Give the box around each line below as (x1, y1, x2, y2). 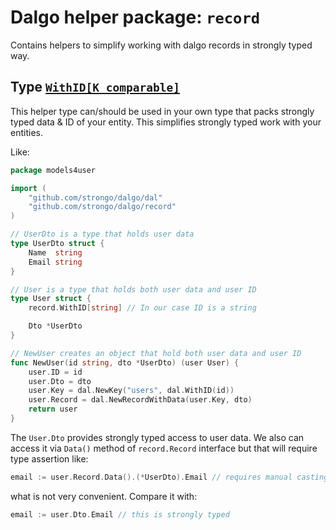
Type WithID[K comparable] (10, 79, 180, 96)
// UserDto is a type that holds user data (10, 229, 195, 240)
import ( (10, 183, 47, 193)
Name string (28, 247, 83, 258)
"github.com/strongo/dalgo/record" (28, 202, 177, 212)
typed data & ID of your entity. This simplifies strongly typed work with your (10, 116, 322, 128)
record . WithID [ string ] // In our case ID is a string (28, 303, 257, 313)
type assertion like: (10, 452, 89, 465)
